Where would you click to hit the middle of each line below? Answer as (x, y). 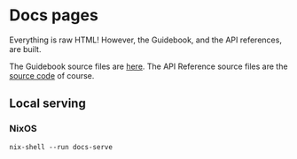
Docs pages (54, 15)
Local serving (47, 104)
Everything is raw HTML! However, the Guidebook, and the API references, (145, 40)
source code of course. (52, 75)
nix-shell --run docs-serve (61, 147)
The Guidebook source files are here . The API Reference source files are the (148, 66)
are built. (25, 49)
